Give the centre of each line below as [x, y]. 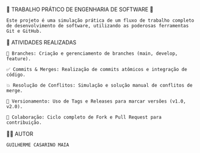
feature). [19, 59]
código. [16, 75]
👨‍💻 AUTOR [20, 134]
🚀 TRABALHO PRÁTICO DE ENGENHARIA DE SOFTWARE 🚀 [80, 9]
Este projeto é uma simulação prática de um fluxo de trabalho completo [100, 21]
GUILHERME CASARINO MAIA [38, 145]
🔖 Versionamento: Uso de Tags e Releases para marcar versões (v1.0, [96, 101]
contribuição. [24, 123]
